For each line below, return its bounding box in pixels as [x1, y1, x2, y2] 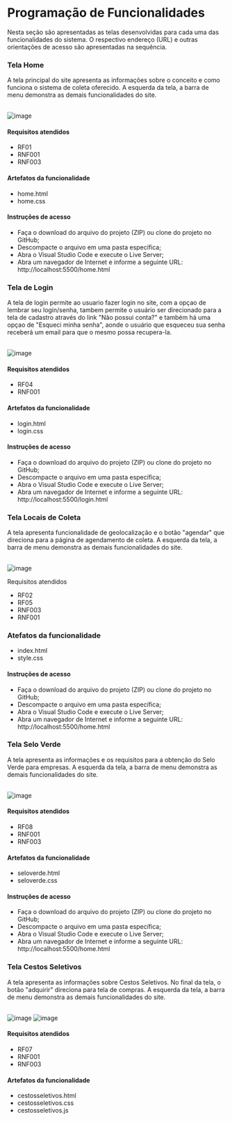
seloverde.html [17, 869, 60, 877]
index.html [17, 647, 48, 655]
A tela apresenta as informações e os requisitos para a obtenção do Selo [7, 755, 215, 764]
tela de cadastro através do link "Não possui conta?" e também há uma [7, 314, 210, 322]
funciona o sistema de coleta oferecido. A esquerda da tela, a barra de [7, 84, 210, 92]
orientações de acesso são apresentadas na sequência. [7, 42, 167, 51]
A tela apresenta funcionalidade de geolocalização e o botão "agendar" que [7, 528, 224, 537]
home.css [17, 196, 46, 205]
